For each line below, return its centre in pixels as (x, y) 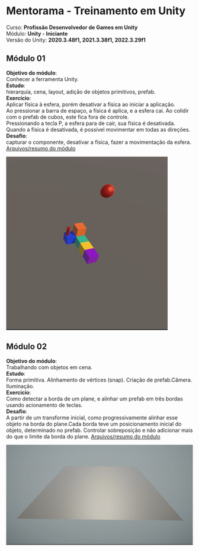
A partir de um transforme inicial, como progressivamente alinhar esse (92, 417)
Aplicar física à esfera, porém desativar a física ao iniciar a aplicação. (91, 104)
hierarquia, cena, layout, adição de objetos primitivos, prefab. (81, 92)
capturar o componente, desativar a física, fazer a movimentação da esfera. (99, 142)
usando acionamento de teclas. (44, 405)
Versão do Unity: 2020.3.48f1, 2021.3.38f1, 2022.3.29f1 (76, 40)
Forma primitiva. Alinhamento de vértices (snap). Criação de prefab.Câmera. (99, 380)
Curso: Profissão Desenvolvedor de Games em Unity (72, 27)
